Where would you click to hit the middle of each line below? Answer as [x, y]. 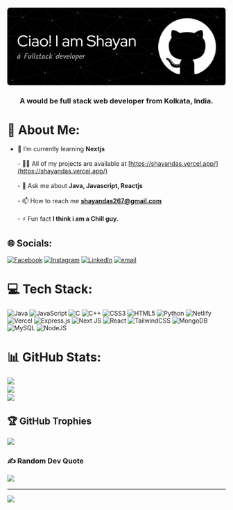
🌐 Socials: [30, 243]
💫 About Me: [44, 130]
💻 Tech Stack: [50, 289]
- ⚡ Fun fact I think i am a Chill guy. [68, 219]
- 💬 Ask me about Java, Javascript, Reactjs [80, 186]
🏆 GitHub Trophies [50, 422]
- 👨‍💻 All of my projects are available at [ [74, 164]
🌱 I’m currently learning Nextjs [61, 149]
